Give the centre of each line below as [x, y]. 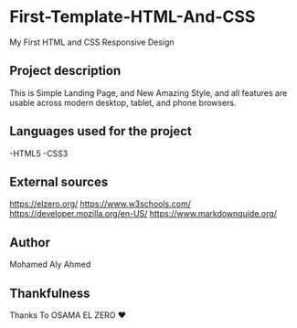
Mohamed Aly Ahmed [50, 265]
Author [30, 243]
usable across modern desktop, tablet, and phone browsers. [123, 102]
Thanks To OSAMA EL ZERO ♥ [68, 315]
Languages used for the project [101, 131]
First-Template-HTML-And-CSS [133, 17]
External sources [59, 181]
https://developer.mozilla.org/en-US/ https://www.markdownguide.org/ [143, 214]
